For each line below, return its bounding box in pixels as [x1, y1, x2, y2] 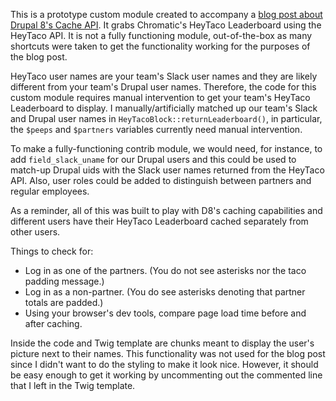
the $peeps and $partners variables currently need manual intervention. [10, 124, 303, 135]
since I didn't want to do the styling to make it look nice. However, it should [10, 359, 319, 370]
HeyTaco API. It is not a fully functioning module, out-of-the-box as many [10, 30, 313, 41]
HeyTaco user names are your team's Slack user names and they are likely [10, 70, 318, 82]
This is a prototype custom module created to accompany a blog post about [10, 9, 323, 20]
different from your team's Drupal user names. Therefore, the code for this [10, 81, 317, 93]
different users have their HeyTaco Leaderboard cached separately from [10, 215, 309, 227]
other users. [10, 226, 61, 238]
